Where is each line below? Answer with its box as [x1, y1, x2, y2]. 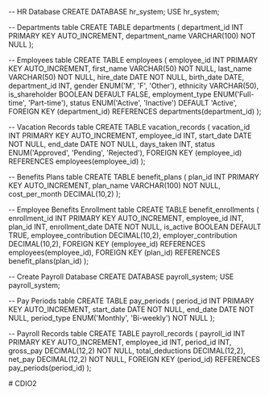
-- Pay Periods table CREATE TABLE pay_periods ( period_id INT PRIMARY [8, 296, 255, 306]
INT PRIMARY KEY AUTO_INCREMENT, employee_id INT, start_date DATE [8, 131, 252, 140]
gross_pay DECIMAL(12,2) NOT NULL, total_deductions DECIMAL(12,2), [8, 346, 246, 355]
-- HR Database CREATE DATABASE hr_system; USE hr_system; [8, 7, 220, 16]
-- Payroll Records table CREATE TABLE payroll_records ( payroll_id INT [8, 329, 246, 338]
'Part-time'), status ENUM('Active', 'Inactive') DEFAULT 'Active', [27, 98, 238, 107]
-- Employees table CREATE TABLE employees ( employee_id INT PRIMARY [8, 56, 259, 64]
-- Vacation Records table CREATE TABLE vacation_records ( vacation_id [8, 123, 250, 131]
